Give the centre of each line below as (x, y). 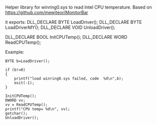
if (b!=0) (15, 70)
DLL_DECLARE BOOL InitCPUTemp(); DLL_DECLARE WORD (66, 37)
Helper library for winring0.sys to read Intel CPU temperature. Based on (78, 7)
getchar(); (16, 114)
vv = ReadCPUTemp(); (27, 105)
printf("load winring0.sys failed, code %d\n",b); (69, 79)
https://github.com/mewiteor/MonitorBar (47, 12)
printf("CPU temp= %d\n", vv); (38, 109)
